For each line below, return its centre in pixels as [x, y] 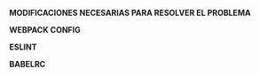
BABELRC [28, 64]
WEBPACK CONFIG [45, 30]
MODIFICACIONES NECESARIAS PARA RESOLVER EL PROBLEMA [130, 13]
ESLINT [23, 47]
